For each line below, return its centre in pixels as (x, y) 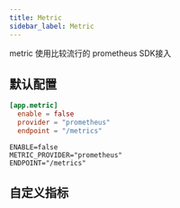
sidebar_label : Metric (52, 26)
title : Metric (36, 18)
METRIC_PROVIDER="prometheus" (66, 155)
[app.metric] (34, 106)
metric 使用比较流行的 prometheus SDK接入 (90, 53)
